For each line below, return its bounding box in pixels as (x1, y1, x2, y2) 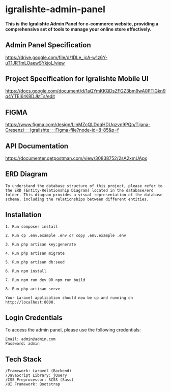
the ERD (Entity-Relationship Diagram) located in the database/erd (5, 188, 154, 193)
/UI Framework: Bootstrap (5, 382, 60, 387)
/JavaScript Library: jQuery (5, 373, 67, 378)
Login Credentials (5, 314, 63, 322)
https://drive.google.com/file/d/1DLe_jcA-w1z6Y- (5, 54, 108, 61)
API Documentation (5, 141, 69, 150)
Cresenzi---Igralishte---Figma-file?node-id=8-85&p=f (5, 127, 119, 133)
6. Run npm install (5, 268, 47, 274)
